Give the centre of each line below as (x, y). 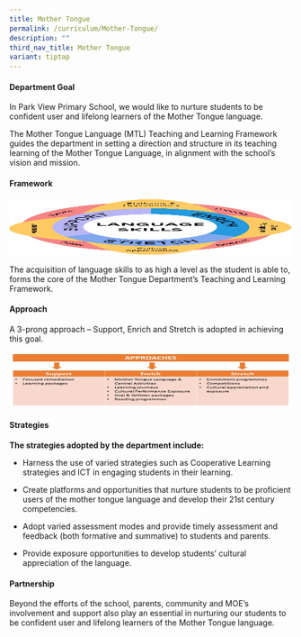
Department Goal (42, 86)
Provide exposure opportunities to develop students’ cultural (134, 553)
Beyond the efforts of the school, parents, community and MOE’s (129, 604)
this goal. (26, 339)
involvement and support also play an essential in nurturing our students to (148, 614)
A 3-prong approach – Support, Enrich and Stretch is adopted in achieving (147, 329)
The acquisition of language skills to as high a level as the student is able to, (150, 269)
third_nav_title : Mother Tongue (70, 48)
